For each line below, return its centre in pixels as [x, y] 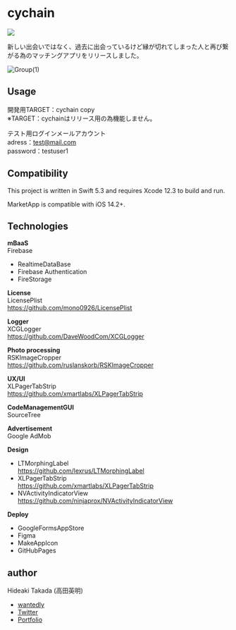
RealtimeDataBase [44, 264]
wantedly [31, 605]
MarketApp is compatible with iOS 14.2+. [66, 204]
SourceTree [24, 415]
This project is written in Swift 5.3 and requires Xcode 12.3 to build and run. [116, 190]
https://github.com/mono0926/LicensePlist [70, 308]
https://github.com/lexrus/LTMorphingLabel [81, 471]
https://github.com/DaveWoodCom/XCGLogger [76, 337]
